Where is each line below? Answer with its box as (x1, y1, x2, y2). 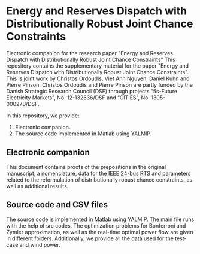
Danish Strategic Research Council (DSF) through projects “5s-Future (6, 87, 178, 95)
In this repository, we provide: (6, 112, 80, 119)
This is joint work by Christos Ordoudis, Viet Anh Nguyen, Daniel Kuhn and (6, 75, 190, 82)
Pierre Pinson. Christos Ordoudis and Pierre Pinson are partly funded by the (6, 81, 193, 88)
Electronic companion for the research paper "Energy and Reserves (6, 49, 174, 56)
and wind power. (19, 241, 61, 248)
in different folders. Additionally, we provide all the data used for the (6, 235, 174, 242)
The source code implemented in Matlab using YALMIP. (14, 130, 152, 137)
